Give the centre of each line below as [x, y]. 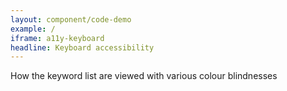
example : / [33, 29]
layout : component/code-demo [71, 19]
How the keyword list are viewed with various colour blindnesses [144, 76]
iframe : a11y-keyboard [57, 38]
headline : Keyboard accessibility [82, 47]
